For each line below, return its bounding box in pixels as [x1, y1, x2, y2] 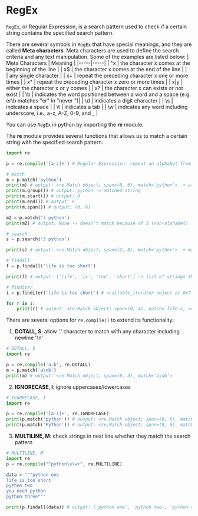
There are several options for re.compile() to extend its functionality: [6, 316, 174, 324]
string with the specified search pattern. [6, 138, 104, 145]
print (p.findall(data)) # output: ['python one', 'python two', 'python [6, 504, 189, 510]
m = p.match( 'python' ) [6, 177, 62, 183]
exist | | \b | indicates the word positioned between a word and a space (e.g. [6, 91, 192, 98]
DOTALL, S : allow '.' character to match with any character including [14, 328, 180, 335]
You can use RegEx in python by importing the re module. [6, 121, 144, 128]
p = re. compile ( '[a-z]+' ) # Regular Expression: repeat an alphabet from [6, 160, 192, 167]
